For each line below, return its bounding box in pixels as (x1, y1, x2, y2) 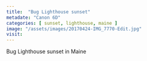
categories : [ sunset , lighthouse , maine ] (6, 20, 118, 26)
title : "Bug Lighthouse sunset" (6, 8, 91, 15)
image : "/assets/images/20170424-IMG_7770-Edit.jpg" (6, 25, 142, 32)
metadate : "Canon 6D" (6, 14, 61, 21)
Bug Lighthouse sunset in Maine (6, 48, 87, 55)
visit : (6, 31, 23, 37)
